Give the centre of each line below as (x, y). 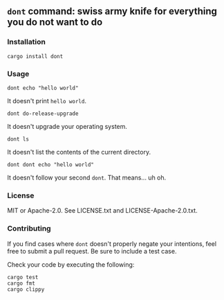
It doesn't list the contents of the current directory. (79, 152)
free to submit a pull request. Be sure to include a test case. (92, 251)
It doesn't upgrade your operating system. (67, 126)
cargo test (23, 277)
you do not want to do (55, 23)
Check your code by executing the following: (71, 264)
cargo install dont (35, 56)
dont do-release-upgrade (43, 114)
